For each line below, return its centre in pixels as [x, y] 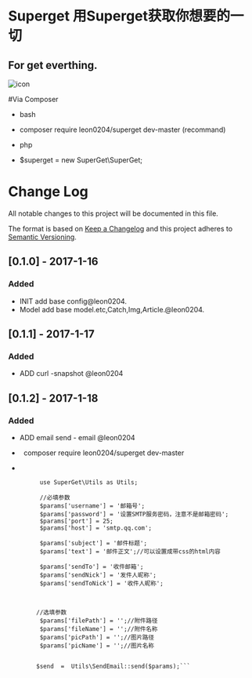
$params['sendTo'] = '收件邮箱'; [92, 567]
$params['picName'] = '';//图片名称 [97, 646]
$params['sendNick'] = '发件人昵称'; [98, 575]
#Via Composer [33, 99]
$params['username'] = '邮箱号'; [92, 506]
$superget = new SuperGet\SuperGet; [81, 160]
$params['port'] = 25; [76, 521]
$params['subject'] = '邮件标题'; [93, 543]
